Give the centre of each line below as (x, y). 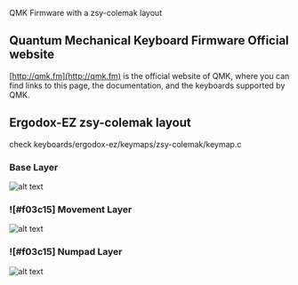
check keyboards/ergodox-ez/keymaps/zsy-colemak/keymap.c (125, 144)
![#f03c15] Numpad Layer (66, 252)
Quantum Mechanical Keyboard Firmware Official (149, 40)
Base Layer (34, 167)
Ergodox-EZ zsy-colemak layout (100, 123)
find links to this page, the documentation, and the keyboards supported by (147, 85)
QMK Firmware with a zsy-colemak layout (86, 13)
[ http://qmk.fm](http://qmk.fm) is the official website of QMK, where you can (149, 75)
